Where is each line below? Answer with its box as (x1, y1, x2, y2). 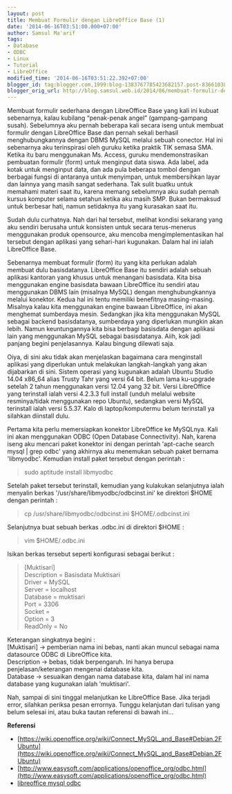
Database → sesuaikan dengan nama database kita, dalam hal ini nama (7, 673, 209, 681)
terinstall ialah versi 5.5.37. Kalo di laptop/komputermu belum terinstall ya (7, 405, 215, 413)
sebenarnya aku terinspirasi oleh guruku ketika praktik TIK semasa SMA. (7, 143, 213, 152)
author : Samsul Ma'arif (7, 29, 76, 37)
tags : (7, 36, 23, 43)
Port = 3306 (23, 600, 59, 608)
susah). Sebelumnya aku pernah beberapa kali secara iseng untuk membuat (7, 121, 224, 130)
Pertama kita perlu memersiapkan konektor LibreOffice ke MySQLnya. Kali (7, 425, 218, 434)
